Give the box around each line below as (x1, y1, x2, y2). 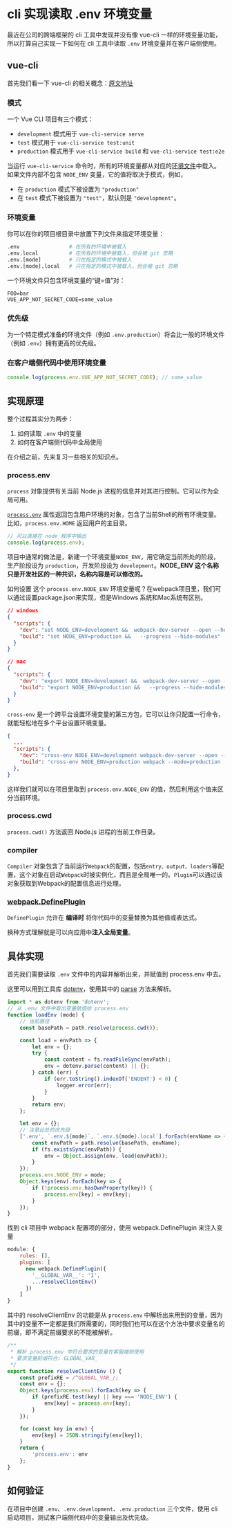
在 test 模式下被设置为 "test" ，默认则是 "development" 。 (17, 194, 181, 202)
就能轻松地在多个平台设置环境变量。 (7, 719, 110, 727)
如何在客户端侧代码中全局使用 (17, 438, 102, 446)
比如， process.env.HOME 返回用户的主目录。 (7, 519, 131, 527)
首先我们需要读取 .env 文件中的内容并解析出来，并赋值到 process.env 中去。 (7, 970, 225, 979)
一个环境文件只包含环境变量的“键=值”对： (7, 276, 126, 284)
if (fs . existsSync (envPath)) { (32, 1146, 122, 1153)
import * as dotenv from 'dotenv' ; (7, 999, 110, 1006)
